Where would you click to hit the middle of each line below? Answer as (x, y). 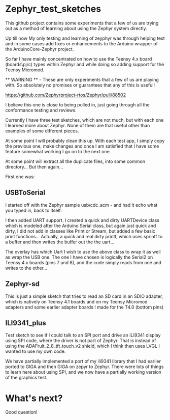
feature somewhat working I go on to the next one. (58, 151)
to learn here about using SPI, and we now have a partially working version (83, 372)
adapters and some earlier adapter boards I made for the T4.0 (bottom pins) (84, 307)
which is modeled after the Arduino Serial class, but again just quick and (81, 226)
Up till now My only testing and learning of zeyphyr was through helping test (85, 38)
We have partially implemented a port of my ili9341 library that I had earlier (83, 361)
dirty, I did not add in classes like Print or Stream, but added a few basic (80, 231)
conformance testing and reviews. (41, 110)
